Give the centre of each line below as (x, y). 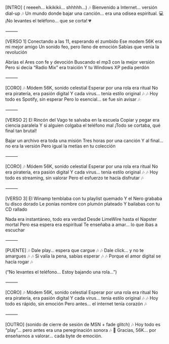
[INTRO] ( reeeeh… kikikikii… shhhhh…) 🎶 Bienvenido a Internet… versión (81, 7)
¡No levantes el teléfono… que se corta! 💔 (48, 21)
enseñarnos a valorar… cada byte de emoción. (54, 336)
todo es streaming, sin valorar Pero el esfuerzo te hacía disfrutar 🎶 (74, 178)
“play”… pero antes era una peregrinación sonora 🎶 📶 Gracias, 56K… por (81, 330)
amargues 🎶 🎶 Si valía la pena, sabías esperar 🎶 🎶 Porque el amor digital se (83, 256)
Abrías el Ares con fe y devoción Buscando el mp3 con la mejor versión (80, 62)
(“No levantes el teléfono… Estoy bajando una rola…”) (61, 272)
